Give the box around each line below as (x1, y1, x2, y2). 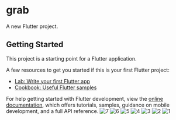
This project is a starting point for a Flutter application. (6, 55, 137, 62)
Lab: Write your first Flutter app (14, 77, 91, 84)
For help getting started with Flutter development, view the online (6, 95, 164, 102)
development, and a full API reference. (6, 107, 99, 114)
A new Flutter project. (6, 23, 58, 30)
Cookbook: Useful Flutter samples (14, 84, 97, 91)
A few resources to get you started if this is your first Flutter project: (6, 66, 170, 73)
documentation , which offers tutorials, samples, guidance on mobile (6, 101, 170, 108)
